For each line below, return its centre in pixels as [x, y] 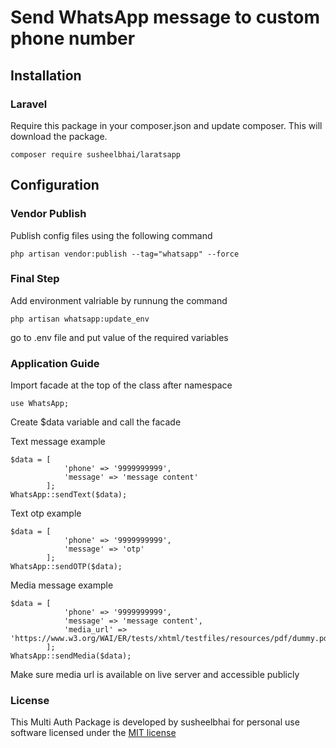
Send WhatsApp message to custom [165, 17]
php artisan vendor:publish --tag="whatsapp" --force [125, 254]
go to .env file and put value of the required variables [119, 337]
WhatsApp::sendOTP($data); [66, 567]
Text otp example [46, 513]
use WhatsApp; [40, 404]
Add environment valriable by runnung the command [119, 300]
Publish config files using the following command [111, 235]
